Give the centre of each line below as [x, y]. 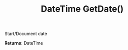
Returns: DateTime [24, 43]
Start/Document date [26, 34]
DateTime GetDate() [82, 9]
